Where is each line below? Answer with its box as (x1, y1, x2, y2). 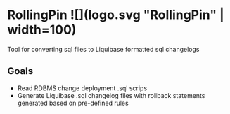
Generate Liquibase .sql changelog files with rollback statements (17, 91, 205, 99)
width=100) (7, 22, 77, 38)
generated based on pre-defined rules (17, 99, 129, 107)
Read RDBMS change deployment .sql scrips (17, 84, 148, 92)
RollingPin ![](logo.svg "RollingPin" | (7, 7, 224, 23)
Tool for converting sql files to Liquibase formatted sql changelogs (7, 45, 200, 53)
